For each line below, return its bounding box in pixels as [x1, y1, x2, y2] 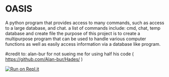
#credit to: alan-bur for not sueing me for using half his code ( [5, 51, 134, 57]
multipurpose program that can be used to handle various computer [5, 36, 146, 42]
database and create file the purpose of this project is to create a [5, 30, 140, 36]
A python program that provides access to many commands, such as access [5, 20, 165, 26]
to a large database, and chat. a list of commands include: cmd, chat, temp [5, 25, 160, 31]
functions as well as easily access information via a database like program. [5, 41, 161, 47]
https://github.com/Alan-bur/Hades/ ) [5, 56, 83, 62]
